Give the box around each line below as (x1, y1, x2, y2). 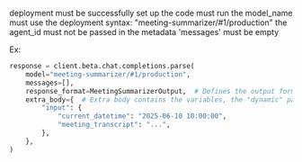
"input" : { (41, 103, 83, 112)
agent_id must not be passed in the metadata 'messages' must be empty (9, 27, 280, 37)
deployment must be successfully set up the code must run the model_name (9, 8, 293, 18)
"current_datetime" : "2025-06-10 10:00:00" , (57, 112, 227, 121)
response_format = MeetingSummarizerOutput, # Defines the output (25, 86, 276, 95)
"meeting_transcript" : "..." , (57, 121, 171, 130)
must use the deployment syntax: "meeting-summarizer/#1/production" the (9, 17, 288, 28)
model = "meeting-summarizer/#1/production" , (25, 69, 191, 79)
